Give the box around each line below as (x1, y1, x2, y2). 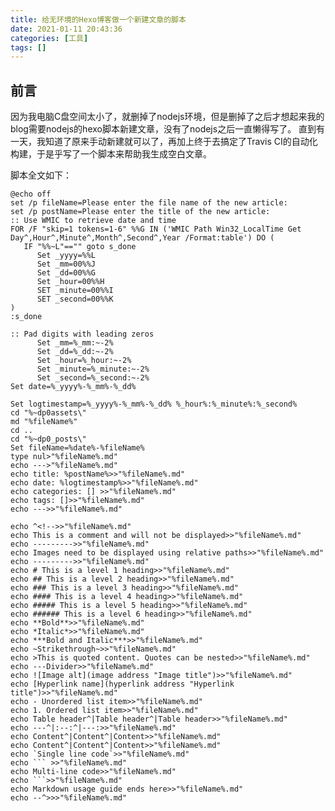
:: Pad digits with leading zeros (10, 329, 155, 340)
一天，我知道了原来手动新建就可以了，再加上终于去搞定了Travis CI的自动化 (10, 136, 318, 148)
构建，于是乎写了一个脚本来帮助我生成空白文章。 (10, 148, 212, 160)
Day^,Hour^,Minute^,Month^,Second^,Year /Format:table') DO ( (10, 233, 275, 243)
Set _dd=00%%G (36, 268, 97, 278)
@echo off (10, 189, 52, 200)
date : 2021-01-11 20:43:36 (10, 24, 123, 34)
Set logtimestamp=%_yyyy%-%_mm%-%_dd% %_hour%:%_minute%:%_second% (10, 399, 298, 410)
